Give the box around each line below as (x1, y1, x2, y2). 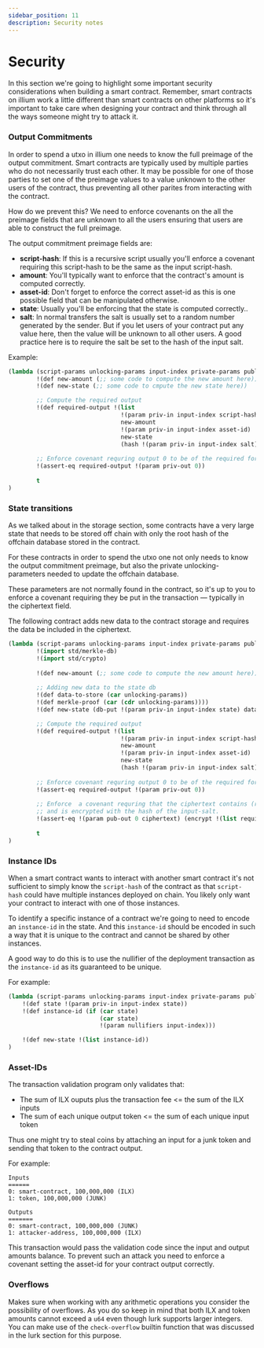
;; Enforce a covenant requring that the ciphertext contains (36, 800, 247, 808)
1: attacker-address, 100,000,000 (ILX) (8, 1229, 143, 1237)
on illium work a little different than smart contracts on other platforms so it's (8, 95, 256, 105)
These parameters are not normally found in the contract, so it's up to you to (8, 585, 255, 594)
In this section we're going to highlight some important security (8, 79, 213, 88)
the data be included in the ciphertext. (8, 625, 132, 634)
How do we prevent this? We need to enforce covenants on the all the (8, 206, 233, 216)
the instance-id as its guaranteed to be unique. (8, 962, 162, 972)
